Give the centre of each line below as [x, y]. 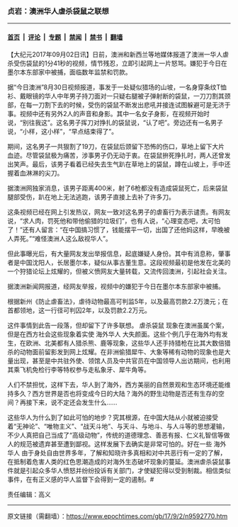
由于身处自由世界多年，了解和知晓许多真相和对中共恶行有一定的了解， [124, 453]
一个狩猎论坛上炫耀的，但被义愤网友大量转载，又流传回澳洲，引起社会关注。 [119, 271]
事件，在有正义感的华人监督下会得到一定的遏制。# [81, 479]
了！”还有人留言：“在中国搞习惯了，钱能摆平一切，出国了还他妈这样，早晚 [116, 229]
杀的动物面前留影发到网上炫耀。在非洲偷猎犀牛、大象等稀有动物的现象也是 [116, 351]
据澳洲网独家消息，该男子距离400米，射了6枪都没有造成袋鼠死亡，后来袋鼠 [118, 188]
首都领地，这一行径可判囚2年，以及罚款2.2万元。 [79, 310]
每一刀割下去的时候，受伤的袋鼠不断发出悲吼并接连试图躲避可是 [119, 105]
